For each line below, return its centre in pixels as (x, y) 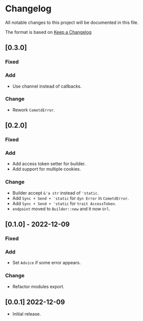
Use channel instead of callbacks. (47, 86)
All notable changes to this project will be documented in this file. (72, 22)
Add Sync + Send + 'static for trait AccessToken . (64, 203)
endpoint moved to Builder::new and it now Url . (61, 209)
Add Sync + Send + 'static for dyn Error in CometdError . (71, 198)
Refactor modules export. (38, 286)
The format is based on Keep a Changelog (48, 32)
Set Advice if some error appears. (46, 263)
